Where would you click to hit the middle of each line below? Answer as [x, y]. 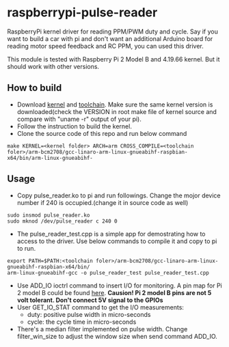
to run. [26, 248]
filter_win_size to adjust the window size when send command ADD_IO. [117, 336]
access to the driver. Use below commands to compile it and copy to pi [117, 241]
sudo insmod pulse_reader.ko [49, 215]
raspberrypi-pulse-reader [82, 13]
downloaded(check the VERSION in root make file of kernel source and [117, 111]
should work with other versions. [53, 66]
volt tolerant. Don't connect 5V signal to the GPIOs [90, 300]
